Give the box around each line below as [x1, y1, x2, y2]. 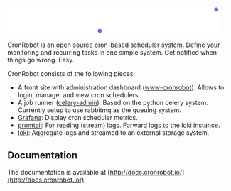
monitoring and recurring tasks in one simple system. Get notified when [7, 48, 217, 57]
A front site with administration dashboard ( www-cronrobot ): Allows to [17, 83, 225, 92]
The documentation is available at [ [7, 168, 110, 176]
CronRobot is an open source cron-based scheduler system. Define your [7, 40, 220, 49]
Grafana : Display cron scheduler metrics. [17, 114, 138, 122]
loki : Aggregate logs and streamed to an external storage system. [17, 129, 210, 137]
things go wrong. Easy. [7, 56, 75, 65]
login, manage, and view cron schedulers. [17, 91, 141, 99]
